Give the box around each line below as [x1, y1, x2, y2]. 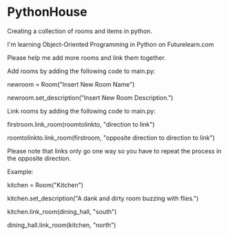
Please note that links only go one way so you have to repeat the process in [7, 147, 222, 155]
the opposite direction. [7, 154, 72, 162]
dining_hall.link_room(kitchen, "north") [7, 221, 116, 229]
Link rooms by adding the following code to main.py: [7, 107, 156, 115]
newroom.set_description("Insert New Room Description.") [7, 94, 174, 102]
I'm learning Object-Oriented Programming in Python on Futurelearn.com [7, 40, 214, 48]
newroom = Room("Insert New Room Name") [7, 80, 135, 88]
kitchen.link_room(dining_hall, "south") [7, 207, 117, 215]
